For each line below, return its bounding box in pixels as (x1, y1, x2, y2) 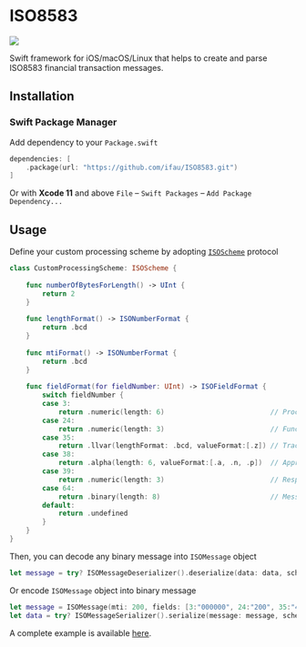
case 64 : (42, 483, 76, 492)
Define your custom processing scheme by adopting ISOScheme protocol (9, 247, 279, 258)
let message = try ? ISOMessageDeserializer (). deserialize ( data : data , (9, 568, 283, 578)
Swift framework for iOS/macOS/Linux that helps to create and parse (9, 52, 268, 64)
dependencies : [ (9, 154, 71, 164)
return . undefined (57, 509, 128, 519)
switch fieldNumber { (42, 390, 125, 400)
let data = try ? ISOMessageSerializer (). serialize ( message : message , (9, 611, 280, 620)
